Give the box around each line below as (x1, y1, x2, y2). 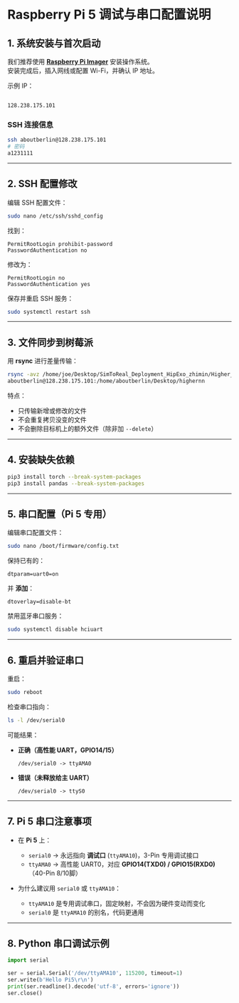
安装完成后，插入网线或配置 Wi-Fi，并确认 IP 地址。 (7, 66, 159, 75)
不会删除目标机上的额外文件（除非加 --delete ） (17, 424, 158, 433)
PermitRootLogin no (7, 274, 65, 282)
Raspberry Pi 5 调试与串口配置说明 (7, 6, 211, 23)
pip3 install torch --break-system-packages (7, 473, 142, 480)
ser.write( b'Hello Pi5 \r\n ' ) (7, 977, 94, 984)
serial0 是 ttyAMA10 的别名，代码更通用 (28, 907, 144, 917)
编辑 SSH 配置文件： (7, 198, 68, 207)
